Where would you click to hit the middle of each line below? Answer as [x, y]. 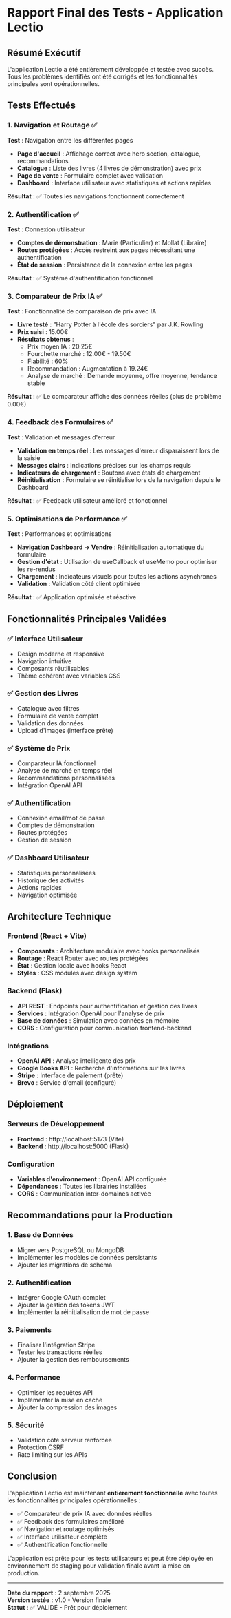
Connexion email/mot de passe [61, 818]
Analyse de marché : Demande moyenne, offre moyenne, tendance [122, 376]
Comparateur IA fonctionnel [56, 763]
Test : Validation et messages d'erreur [61, 437]
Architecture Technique [59, 916]
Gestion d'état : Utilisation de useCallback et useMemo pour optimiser [117, 561]
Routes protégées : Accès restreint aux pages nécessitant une [106, 250]
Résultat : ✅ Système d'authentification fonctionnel [80, 278]
